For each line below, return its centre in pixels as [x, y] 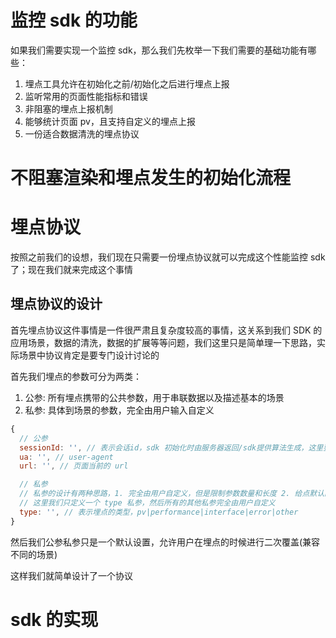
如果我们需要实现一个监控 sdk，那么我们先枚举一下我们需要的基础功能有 [159, 50]
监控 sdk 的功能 [74, 20]
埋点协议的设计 [56, 304]
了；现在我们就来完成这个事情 [71, 270]
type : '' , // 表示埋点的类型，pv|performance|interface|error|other [159, 512]
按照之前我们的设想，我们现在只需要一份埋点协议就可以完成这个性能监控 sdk [168, 257]
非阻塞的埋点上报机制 [68, 108]
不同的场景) [34, 554]
